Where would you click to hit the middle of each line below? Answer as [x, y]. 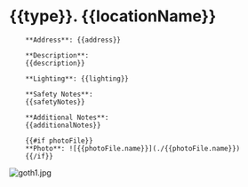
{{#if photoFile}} [59, 140]
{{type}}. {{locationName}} [113, 16]
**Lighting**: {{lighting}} [77, 78]
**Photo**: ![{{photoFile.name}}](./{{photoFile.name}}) [133, 148]
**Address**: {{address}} [73, 40]
